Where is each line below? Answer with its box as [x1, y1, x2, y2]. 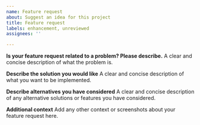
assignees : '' [6, 31, 42, 37]
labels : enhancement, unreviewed [6, 25, 90, 32]
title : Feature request [6, 20, 66, 26]
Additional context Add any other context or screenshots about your [6, 106, 176, 113]
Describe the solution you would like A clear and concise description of [6, 70, 184, 77]
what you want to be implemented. [6, 77, 91, 84]
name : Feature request [6, 8, 63, 15]
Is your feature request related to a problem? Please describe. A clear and [6, 52, 192, 60]
